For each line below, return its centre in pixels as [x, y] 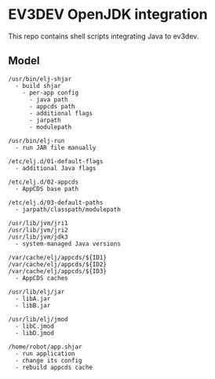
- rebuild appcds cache [54, 367]
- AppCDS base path [47, 189]
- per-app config [51, 93]
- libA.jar [33, 299]
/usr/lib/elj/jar [36, 292]
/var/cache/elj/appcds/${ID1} [58, 257]
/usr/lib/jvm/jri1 [38, 223]
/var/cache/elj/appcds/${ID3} [58, 271]
